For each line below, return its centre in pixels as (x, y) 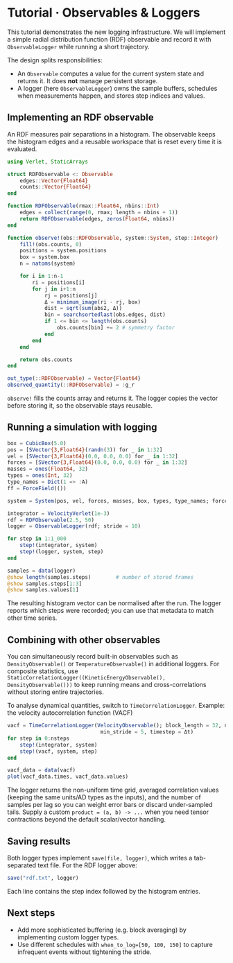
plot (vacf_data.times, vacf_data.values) (68, 777)
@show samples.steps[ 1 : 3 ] (44, 584)
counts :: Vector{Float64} (55, 187)
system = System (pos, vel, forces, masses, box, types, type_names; (108, 501)
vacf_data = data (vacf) (42, 770)
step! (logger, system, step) (62, 552)
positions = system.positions (63, 251)
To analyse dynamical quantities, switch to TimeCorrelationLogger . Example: (116, 706)
